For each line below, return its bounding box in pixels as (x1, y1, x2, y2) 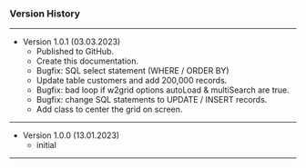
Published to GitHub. (36, 46, 114, 57)
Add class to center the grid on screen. (36, 104, 183, 115)
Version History (9, 7, 80, 20)
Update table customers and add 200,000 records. (36, 75, 228, 86)
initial (36, 140, 56, 151)
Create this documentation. (36, 55, 139, 66)
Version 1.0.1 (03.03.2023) (22, 36, 121, 47)
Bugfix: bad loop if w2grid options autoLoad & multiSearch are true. (36, 84, 290, 95)
